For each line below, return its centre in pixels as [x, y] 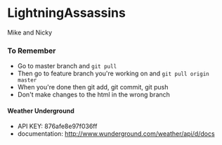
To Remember [32, 51]
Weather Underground [41, 111]
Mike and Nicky [30, 32]
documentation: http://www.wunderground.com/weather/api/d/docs [116, 134]
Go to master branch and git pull [67, 66]
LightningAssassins [67, 13]
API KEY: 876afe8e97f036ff [57, 126]
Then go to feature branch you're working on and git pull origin [113, 74]
